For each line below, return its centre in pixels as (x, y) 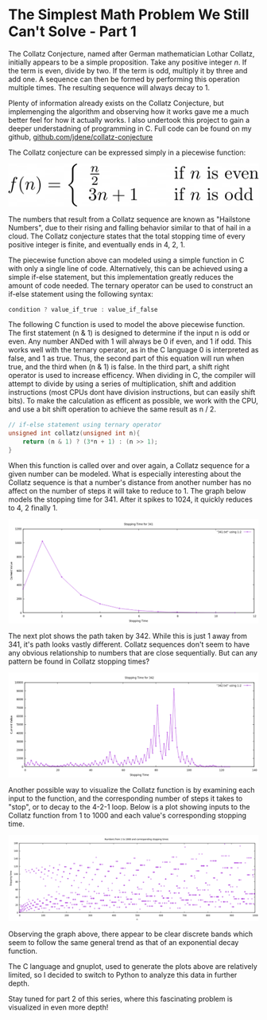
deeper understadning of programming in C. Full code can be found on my (130, 128)
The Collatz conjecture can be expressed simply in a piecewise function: (127, 152)
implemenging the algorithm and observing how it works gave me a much (128, 111)
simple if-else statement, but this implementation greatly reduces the (121, 277)
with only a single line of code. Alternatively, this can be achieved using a (128, 268)
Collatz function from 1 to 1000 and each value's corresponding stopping (128, 816)
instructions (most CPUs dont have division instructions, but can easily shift (132, 392)
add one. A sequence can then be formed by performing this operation (124, 79)
